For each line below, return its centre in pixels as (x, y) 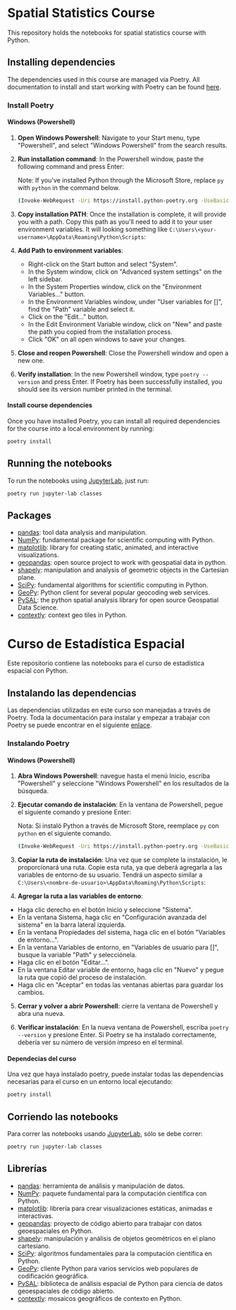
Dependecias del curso (42, 1058)
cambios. (31, 993)
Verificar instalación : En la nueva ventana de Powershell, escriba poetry (123, 1027)
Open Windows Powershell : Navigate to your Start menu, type (109, 138)
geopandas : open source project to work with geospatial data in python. (122, 563)
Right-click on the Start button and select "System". (103, 264)
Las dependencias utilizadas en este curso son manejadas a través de (109, 710)
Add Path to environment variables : (70, 250)
